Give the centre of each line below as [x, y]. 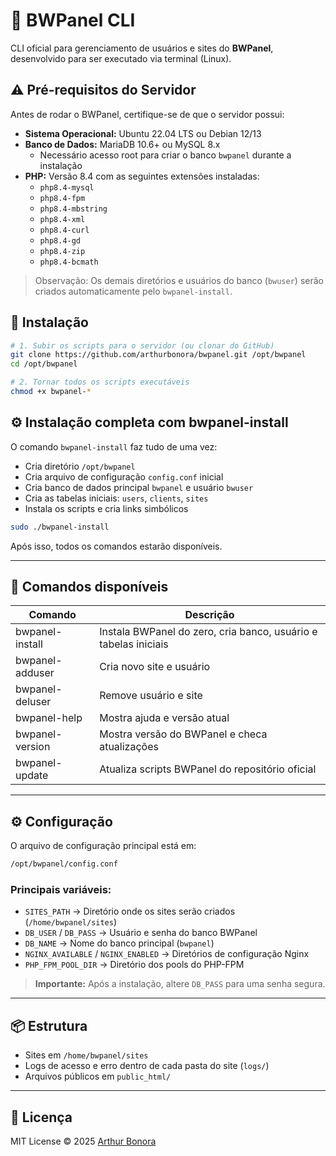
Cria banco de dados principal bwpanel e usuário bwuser [139, 487]
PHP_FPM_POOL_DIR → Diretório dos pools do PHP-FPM [134, 965]
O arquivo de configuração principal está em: [103, 846]
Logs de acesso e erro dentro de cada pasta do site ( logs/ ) [147, 1066]
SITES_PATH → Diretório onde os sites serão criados [130, 911]
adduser [35, 673]
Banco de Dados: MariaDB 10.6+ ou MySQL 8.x [122, 144]
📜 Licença [41, 1117]
